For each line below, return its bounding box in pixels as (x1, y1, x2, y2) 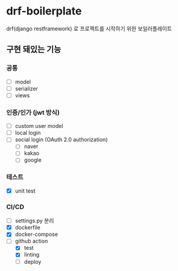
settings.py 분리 (14, 217, 54, 225)
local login (14, 129, 41, 136)
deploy (24, 258, 42, 265)
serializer (14, 84, 38, 92)
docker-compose (14, 231, 59, 238)
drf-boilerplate (6, 4, 82, 18)
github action (14, 237, 48, 245)
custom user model (14, 123, 63, 130)
